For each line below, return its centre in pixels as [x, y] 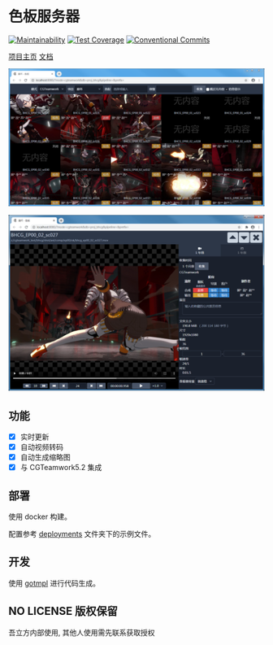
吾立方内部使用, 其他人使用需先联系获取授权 [82, 632]
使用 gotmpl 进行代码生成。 [54, 583]
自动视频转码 [41, 447]
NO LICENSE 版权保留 [63, 611]
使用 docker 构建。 [40, 516]
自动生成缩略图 [45, 457]
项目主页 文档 [31, 56]
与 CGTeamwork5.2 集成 [61, 468]
